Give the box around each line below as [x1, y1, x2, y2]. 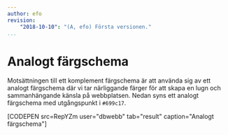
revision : [7, 17, 36, 24]
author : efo [7, 10, 42, 17]
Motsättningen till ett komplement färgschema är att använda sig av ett [7, 76, 211, 85]
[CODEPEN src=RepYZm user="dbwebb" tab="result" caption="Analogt [7, 113, 215, 121]
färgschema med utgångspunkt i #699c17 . [7, 99, 127, 107]
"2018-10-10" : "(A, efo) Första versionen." [20, 23, 152, 30]
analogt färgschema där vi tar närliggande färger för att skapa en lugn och [7, 84, 222, 92]
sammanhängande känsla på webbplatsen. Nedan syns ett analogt [7, 92, 199, 100]
